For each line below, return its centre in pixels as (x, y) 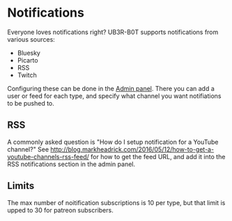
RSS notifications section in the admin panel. (71, 164)
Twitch (27, 75)
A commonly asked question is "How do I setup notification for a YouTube (113, 142)
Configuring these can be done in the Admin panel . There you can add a (111, 88)
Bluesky (29, 53)
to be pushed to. (31, 103)
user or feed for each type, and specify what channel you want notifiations (114, 96)
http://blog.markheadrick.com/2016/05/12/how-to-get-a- (132, 149)
